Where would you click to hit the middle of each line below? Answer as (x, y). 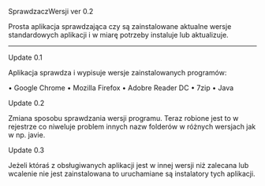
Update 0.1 (25, 57)
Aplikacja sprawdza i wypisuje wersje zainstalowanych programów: (118, 73)
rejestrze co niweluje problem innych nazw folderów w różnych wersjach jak (132, 126)
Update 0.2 (26, 103)
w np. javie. (27, 135)
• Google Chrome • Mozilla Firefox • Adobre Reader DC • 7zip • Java (121, 88)
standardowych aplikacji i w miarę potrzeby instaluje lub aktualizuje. (118, 35)
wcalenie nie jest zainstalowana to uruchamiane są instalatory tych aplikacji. (132, 173)
